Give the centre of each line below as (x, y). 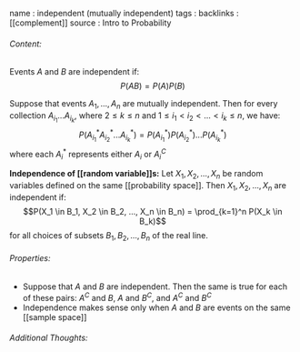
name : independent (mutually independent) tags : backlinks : (124, 13)
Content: (26, 44)
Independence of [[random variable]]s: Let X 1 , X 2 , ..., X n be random (136, 175)
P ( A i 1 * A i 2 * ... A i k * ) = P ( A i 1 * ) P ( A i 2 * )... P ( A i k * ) (153, 136)
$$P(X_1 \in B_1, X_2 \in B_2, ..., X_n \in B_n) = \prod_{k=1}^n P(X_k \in (153, 211)
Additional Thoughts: (49, 338)
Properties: (30, 258)
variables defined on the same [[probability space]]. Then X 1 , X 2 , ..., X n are (148, 186)
